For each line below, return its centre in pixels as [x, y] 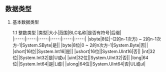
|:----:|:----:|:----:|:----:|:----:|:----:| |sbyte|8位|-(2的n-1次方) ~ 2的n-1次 [86, 38]
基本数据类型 [25, 22]
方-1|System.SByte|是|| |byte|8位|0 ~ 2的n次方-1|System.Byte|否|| [80, 45]
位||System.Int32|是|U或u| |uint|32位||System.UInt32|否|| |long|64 [80, 57]
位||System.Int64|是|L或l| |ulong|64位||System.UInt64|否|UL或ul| [79, 63]
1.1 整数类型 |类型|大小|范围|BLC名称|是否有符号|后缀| [67, 32]
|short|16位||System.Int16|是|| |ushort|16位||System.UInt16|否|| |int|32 [84, 51]
